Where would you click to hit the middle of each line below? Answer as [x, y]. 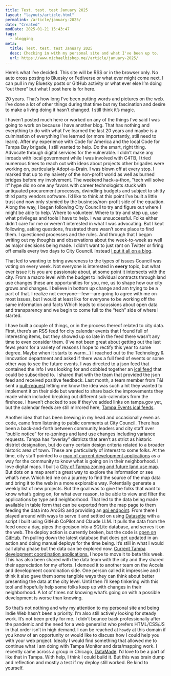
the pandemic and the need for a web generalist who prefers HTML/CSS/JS [85, 624]
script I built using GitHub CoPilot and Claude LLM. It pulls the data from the [85, 521]
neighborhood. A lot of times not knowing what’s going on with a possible [83, 593]
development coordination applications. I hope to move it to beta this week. [84, 554]
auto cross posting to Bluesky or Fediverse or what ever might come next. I [84, 78]
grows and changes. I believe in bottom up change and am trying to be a [82, 288]
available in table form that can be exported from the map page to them [81, 505]
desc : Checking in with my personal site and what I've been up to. [84, 53]
